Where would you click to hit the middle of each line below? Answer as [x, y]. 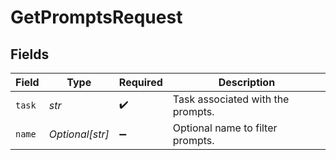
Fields [30, 54]
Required [140, 82]
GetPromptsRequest [96, 17]
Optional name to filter [225, 128]
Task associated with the [231, 99]
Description [247, 82]
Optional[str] [79, 134]
